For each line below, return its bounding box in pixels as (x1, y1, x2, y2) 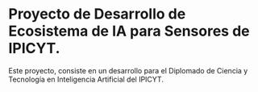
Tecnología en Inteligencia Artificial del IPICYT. (8, 74, 164, 84)
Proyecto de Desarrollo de (8, 5, 186, 23)
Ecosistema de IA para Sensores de (8, 22, 250, 40)
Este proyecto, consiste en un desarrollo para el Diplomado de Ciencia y (8, 65, 248, 75)
